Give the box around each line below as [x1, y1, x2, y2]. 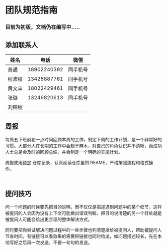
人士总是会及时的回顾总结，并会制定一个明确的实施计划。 [5, 149, 123, 155]
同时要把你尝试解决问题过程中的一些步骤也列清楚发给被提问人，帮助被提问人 [5, 227, 162, 233]
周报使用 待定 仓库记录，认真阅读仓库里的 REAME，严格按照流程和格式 [5, 159, 149, 165]
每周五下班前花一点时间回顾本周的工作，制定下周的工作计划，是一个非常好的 [5, 136, 162, 142]
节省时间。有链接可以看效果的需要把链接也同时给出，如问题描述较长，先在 [5, 233, 158, 239]
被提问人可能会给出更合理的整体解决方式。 [5, 216, 92, 222]
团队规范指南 [5, 4, 58, 16]
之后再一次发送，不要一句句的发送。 [18, 239, 92, 245]
